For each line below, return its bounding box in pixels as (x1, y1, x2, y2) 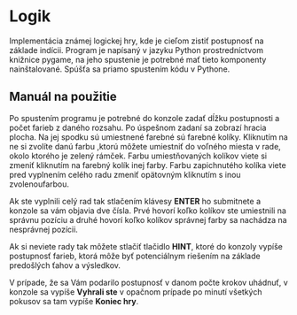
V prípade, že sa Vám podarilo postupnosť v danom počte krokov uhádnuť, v (9, 277, 288, 288)
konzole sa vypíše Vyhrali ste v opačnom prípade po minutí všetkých (9, 286, 262, 297)
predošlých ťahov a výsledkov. (9, 259, 121, 271)
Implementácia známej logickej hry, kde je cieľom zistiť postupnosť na (9, 35, 264, 46)
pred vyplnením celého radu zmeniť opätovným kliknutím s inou (9, 169, 241, 180)
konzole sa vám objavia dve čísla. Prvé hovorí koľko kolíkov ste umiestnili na (9, 205, 286, 216)
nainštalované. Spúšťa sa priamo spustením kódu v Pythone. (9, 64, 231, 74)
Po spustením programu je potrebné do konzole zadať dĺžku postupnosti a (9, 112, 280, 123)
